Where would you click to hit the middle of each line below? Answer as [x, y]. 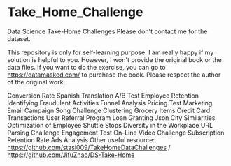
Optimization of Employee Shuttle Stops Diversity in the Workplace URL [110, 125]
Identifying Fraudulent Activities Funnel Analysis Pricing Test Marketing [110, 103]
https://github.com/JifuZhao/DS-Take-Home [71, 155]
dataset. [19, 38]
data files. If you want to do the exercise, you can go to [86, 67]
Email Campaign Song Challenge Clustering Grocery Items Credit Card [109, 110]
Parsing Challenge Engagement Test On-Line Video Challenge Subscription [116, 133]
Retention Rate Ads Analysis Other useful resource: [81, 139]
